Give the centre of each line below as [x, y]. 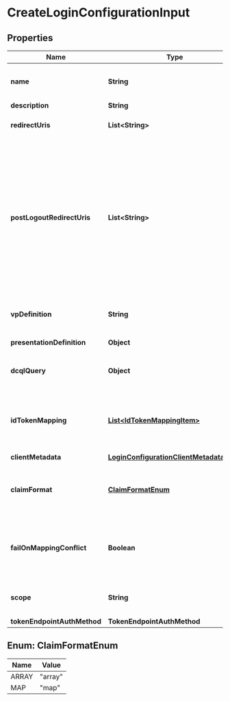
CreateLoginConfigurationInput [99, 13]
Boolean [122, 548]
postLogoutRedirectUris [51, 217]
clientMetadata [36, 457]
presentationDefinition [48, 342]
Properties [30, 38]
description [30, 105]
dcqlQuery [28, 371]
